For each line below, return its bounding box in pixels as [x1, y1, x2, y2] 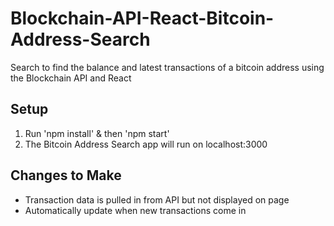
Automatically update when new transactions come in [24, 204, 247, 216]
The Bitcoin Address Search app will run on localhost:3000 [24, 138, 268, 150]
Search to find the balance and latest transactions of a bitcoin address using [10, 61, 325, 73]
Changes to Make [10, 167, 122, 184]
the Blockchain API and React [10, 72, 132, 84]
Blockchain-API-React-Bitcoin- [10, 7, 275, 30]
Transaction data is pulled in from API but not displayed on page [24, 193, 290, 206]
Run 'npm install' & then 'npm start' [24, 127, 170, 139]
